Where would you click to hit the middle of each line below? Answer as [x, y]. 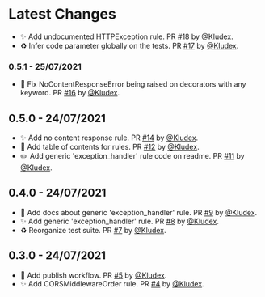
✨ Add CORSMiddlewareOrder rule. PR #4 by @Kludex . [112, 283]
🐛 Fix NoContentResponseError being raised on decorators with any [133, 84]
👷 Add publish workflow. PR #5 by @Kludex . [93, 275]
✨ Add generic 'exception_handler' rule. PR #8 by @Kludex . [120, 221]
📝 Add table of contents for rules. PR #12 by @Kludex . [109, 147]
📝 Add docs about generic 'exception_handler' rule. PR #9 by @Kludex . [139, 212]
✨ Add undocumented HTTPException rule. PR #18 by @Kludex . [127, 36]
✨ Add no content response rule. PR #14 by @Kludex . [109, 138]
